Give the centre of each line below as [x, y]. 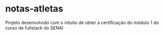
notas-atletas [34, 9]
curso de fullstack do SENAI [34, 27]
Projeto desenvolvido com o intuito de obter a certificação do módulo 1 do [82, 22]
